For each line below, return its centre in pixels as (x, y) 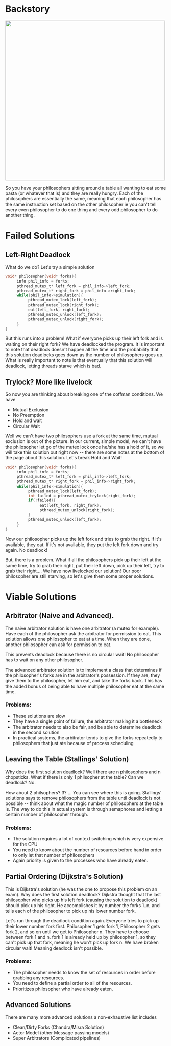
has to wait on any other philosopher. (44, 660)
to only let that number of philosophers (54, 855)
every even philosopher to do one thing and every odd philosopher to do (82, 209)
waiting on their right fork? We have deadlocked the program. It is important (85, 344)
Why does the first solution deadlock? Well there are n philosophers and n (83, 772)
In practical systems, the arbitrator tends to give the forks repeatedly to (88, 738)
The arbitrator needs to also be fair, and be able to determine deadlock (87, 727)
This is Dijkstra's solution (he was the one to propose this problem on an (81, 889)
